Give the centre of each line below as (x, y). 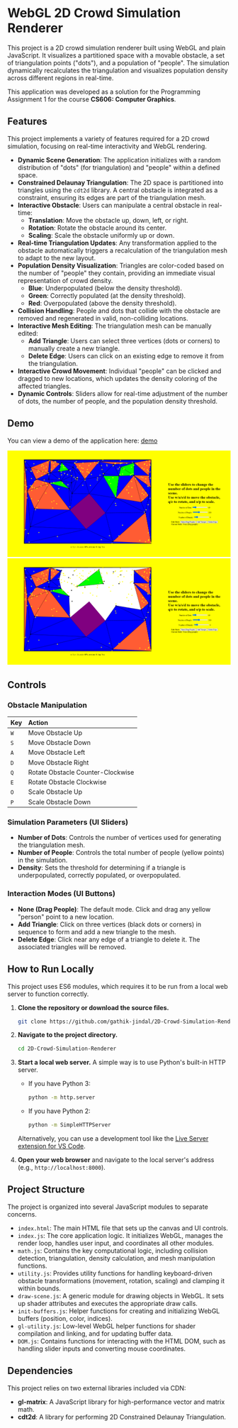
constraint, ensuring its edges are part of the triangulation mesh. (112, 197)
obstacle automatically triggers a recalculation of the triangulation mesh (123, 250)
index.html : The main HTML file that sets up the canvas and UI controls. (123, 1228)
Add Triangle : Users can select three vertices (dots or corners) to (124, 341)
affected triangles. (44, 386)
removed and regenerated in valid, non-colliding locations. (103, 318)
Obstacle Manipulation (47, 705)
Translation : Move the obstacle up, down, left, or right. (108, 220)
